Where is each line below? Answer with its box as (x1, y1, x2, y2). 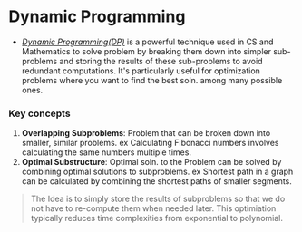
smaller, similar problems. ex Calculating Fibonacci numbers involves (21, 138, 279, 149)
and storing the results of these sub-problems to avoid (59, 55, 263, 66)
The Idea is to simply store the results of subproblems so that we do (30, 193, 286, 205)
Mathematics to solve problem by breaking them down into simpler (21, 45, 272, 56)
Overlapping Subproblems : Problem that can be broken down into (21, 128, 271, 139)
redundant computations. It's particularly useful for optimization (21, 65, 260, 76)
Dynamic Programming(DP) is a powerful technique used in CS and (21, 36, 274, 47)
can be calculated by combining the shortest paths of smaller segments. (21, 176, 292, 187)
